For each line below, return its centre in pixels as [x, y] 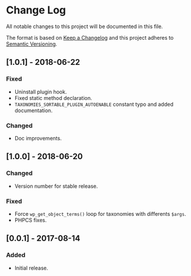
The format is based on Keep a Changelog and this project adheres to [90, 37]
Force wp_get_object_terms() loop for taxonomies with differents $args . [100, 213]
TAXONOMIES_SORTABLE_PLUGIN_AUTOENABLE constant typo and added [94, 104]
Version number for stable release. [56, 186]
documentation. [33, 110]
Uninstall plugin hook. [41, 92]
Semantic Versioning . [32, 44]
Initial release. [31, 268]
